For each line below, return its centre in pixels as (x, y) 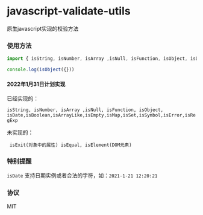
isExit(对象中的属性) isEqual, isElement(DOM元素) (70, 145)
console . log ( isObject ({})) (41, 70)
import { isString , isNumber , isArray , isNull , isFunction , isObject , (97, 59)
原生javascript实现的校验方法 (43, 28)
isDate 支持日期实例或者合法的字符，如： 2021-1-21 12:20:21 (82, 176)
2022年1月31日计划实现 (36, 84)
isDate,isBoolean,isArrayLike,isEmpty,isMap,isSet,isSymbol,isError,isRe (101, 115)
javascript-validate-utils (69, 11)
